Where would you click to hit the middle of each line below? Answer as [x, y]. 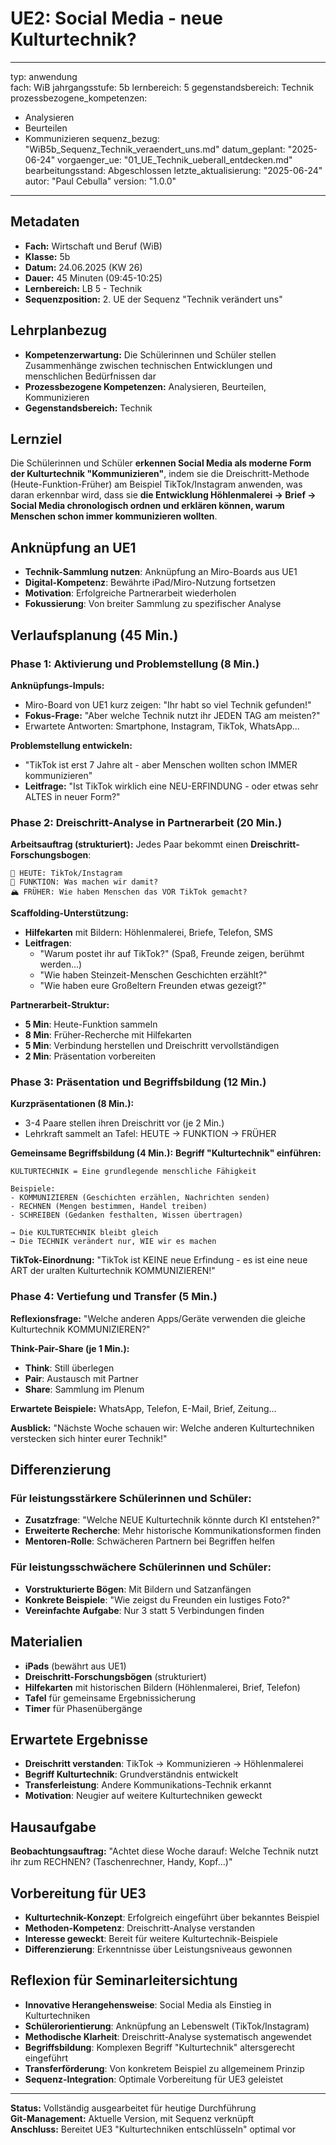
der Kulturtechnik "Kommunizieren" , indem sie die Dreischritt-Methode [160, 474]
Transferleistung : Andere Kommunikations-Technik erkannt [148, 1785]
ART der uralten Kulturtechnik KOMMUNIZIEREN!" [113, 1271]
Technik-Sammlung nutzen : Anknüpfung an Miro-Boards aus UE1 [161, 572]
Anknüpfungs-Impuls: [57, 685]
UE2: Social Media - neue [117, 18]
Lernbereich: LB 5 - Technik [83, 288]
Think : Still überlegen [69, 1368]
